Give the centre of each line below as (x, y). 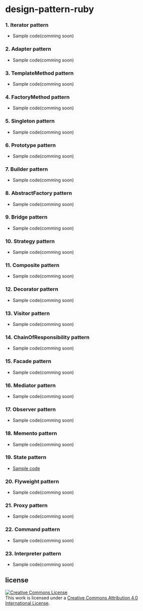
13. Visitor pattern (28, 313)
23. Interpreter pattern (33, 554)
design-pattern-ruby (50, 9)
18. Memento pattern (31, 433)
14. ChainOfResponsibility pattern (47, 337)
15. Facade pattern (28, 361)
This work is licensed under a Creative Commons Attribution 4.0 (72, 597)
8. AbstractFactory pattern (39, 193)
